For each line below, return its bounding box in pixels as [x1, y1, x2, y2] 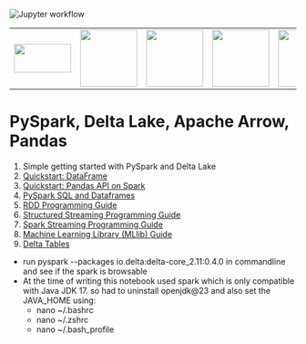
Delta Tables [22, 238, 70, 249]
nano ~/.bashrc [36, 304, 94, 315]
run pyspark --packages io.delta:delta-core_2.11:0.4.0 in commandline [22, 255, 286, 266]
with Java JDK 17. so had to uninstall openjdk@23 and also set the [22, 285, 271, 296]
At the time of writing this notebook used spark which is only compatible [22, 275, 295, 287]
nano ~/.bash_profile [36, 324, 115, 335]
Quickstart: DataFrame [22, 170, 107, 182]
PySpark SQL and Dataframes [22, 190, 136, 201]
